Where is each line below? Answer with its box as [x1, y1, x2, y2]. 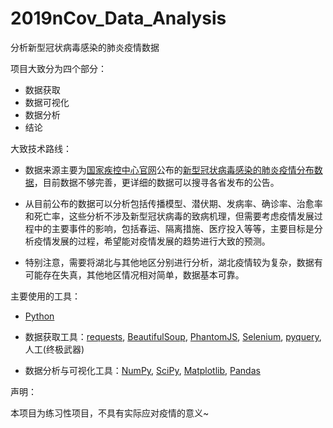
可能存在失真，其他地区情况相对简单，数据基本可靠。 [24, 268, 245, 281]
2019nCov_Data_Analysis [10, 7, 227, 30]
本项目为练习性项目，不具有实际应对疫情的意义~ [10, 407, 210, 419]
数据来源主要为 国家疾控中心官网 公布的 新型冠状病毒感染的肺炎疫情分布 [24, 163, 315, 176]
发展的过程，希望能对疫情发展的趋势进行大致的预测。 [51, 235, 271, 247]
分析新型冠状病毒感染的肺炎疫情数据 [10, 41, 160, 53]
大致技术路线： [10, 142, 72, 154]
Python [24, 310, 55, 322]
